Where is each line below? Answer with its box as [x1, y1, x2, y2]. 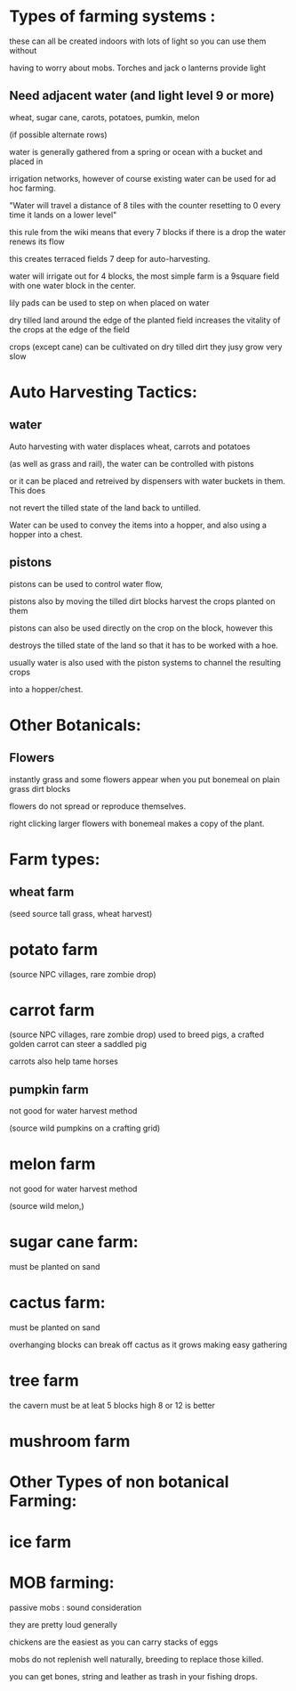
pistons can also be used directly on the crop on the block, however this [9, 622, 274, 633]
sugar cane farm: [9, 1232, 140, 1253]
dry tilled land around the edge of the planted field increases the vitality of [9, 315, 281, 325]
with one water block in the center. [9, 280, 136, 290]
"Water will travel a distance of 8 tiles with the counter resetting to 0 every [9, 200, 282, 210]
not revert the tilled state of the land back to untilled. [9, 502, 202, 513]
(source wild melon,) [9, 1201, 84, 1212]
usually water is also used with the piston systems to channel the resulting [9, 657, 282, 667]
